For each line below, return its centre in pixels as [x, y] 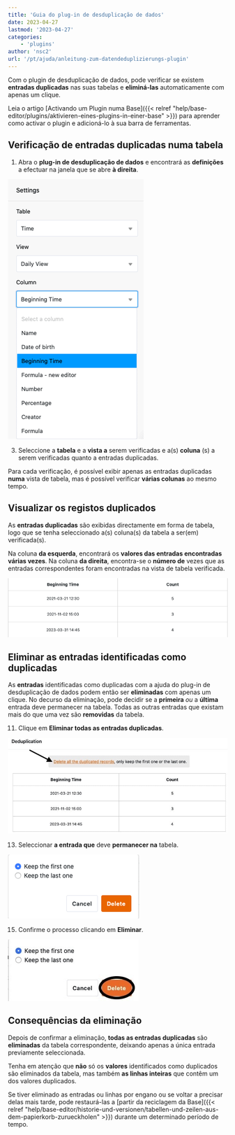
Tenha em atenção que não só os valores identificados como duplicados [113, 1066]
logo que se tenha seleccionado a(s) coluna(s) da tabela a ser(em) [104, 533]
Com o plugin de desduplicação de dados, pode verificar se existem [106, 80]
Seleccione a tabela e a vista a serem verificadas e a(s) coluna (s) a [116, 450]
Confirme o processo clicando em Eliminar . [81, 929]
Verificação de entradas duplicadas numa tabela [116, 145]
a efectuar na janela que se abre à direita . [78, 169]
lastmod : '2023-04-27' [41, 29]
